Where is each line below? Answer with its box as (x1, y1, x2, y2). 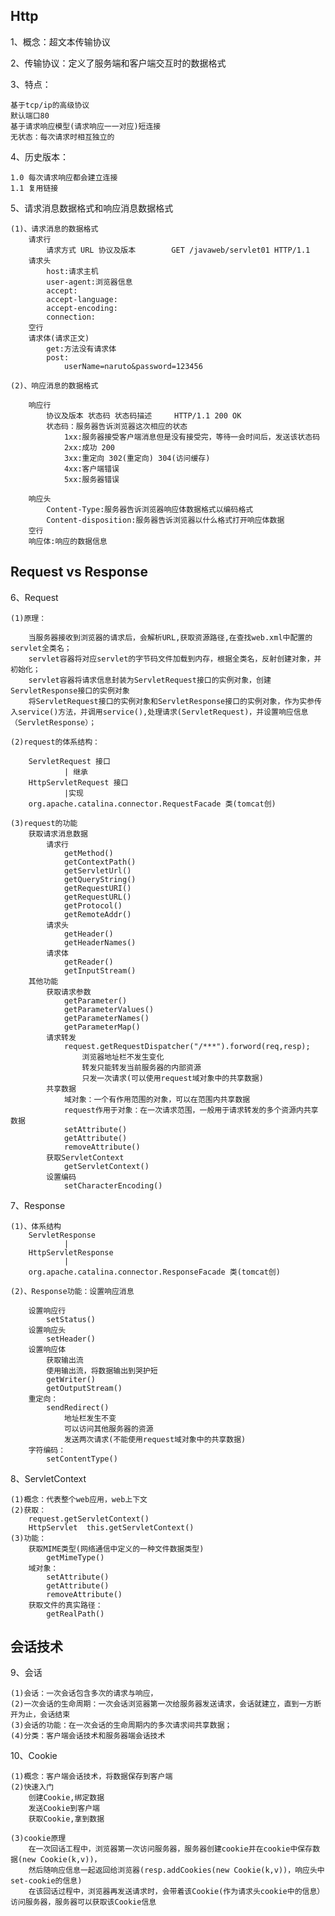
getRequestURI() (63, 883, 132, 893)
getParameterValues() (63, 1004, 155, 1014)
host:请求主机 (46, 266, 99, 276)
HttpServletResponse (28, 1247, 114, 1258)
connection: (46, 312, 97, 322)
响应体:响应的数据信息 (28, 536, 108, 546)
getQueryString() (63, 874, 137, 884)
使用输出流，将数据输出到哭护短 (46, 1365, 158, 1376)
